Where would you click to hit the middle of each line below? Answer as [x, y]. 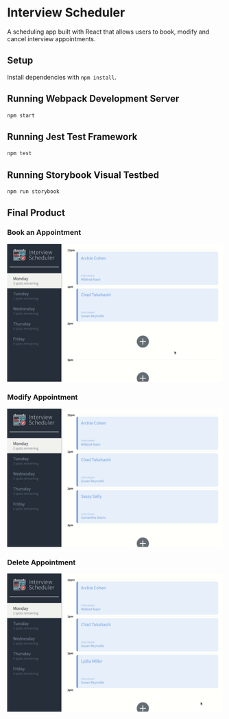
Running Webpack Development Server [93, 99]
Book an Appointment [44, 233]
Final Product [36, 213]
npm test [20, 153]
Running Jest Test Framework [72, 136]
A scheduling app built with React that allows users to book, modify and [108, 32]
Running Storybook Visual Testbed [83, 175]
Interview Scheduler [66, 13]
